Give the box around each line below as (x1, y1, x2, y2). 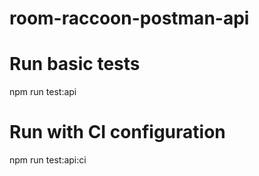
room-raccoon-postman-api (9, 7, 250, 30)
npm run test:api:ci (9, 154, 87, 166)
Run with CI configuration (9, 121, 226, 144)
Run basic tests (9, 53, 141, 76)
